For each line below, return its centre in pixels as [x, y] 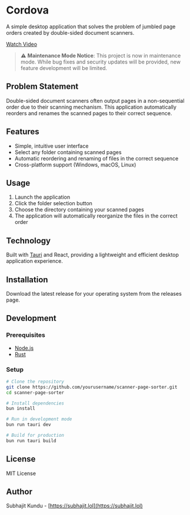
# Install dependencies [35, 403]
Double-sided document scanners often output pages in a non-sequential [95, 101]
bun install [21, 409]
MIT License [21, 473]
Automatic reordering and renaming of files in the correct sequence [96, 158]
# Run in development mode [39, 419]
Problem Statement [42, 87]
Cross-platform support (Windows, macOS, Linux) [75, 165]
